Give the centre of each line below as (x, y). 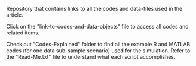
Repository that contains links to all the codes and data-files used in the (94, 9)
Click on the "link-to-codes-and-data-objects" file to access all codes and (98, 26)
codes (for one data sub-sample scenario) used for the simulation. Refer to (98, 51)
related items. (23, 33)
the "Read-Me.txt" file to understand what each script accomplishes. (91, 57)
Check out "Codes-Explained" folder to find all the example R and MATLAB (98, 44)
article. (15, 15)
